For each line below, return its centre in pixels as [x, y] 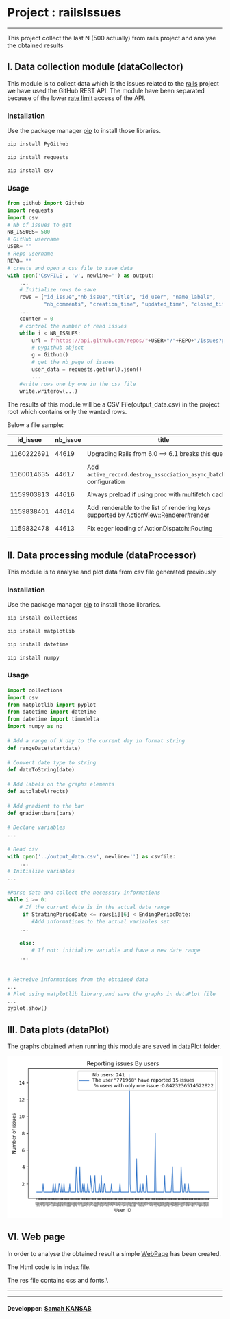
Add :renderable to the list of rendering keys [149, 508]
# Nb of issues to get [39, 225]
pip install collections [42, 618]
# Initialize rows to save [58, 290]
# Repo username [30, 254]
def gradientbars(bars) [41, 813]
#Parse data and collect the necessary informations [84, 893]
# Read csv [23, 849]
